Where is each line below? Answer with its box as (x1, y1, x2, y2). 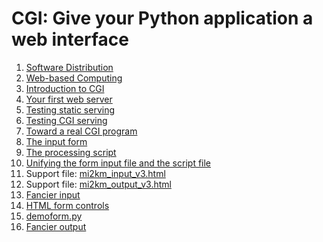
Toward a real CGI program (25, 125, 138, 137)
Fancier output (25, 220, 87, 232)
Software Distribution (25, 61, 114, 73)
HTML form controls (25, 199, 110, 211)
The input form (25, 135, 88, 147)
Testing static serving (25, 103, 116, 116)
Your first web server (25, 93, 113, 105)
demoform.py (25, 210, 83, 222)
